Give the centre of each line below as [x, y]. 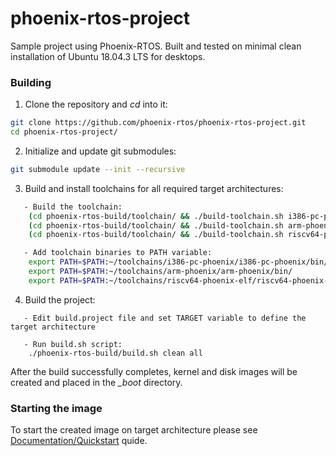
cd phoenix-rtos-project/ [64, 132]
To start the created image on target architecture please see [134, 430]
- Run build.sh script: [73, 344]
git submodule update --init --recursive [98, 169]
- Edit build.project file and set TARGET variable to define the [165, 318]
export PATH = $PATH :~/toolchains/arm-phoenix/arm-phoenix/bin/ [160, 272]
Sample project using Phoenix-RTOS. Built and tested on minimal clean [156, 46]
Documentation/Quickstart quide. [79, 441]
